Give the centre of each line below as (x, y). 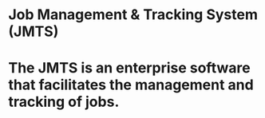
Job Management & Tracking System (133, 15)
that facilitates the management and (131, 85)
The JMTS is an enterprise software (129, 68)
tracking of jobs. (64, 102)
